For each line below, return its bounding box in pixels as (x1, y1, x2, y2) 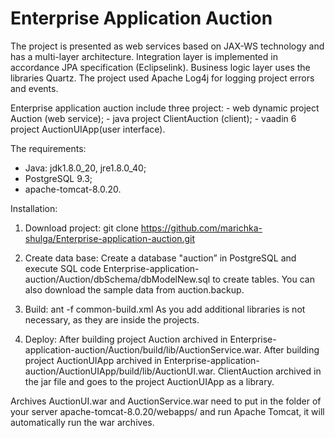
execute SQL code (24, 262, 102, 274)
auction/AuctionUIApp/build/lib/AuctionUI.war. (24, 365, 216, 377)
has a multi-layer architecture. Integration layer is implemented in (10, 50, 278, 62)
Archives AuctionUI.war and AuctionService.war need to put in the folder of (10, 395, 322, 407)
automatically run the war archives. (10, 416, 155, 428)
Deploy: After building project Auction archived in (24, 333, 228, 345)
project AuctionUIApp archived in (24, 354, 162, 366)
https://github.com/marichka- (140, 222, 263, 234)
